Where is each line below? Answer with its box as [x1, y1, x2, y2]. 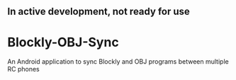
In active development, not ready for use [7, 6, 190, 18]
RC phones [7, 65, 40, 74]
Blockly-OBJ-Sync [7, 34, 119, 50]
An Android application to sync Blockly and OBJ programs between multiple [7, 57, 229, 66]
